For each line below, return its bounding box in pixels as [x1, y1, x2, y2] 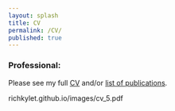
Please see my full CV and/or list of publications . [8, 78, 168, 87]
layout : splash [8, 11, 59, 20]
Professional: [8, 60, 61, 71]
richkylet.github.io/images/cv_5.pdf [8, 93, 123, 103]
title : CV [8, 19, 41, 27]
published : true [8, 33, 62, 42]
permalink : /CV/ [8, 26, 62, 34]
